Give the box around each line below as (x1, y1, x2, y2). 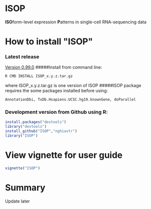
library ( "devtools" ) (5, 124, 47, 129)
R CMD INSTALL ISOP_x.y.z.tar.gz (5, 74, 73, 79)
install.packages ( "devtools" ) (5, 120, 67, 124)
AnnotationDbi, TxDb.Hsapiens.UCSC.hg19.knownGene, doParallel (5, 97, 136, 102)
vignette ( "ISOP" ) (5, 166, 40, 171)
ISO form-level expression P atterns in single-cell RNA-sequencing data (5, 19, 147, 25)
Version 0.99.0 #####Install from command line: (5, 64, 102, 70)
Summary (5, 182, 45, 193)
